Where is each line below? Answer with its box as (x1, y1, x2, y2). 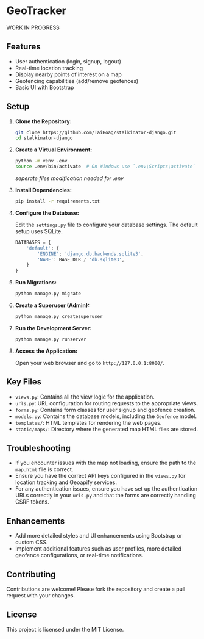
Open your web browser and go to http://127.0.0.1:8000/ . (15, 359, 164, 366)
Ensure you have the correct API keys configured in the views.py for (15, 472, 186, 480)
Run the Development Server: (15, 324, 92, 331)
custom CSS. (15, 538, 48, 546)
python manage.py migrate (15, 291, 81, 297)
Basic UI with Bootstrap (15, 84, 74, 91)
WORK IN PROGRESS (6, 24, 60, 31)
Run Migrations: (15, 279, 57, 286)
